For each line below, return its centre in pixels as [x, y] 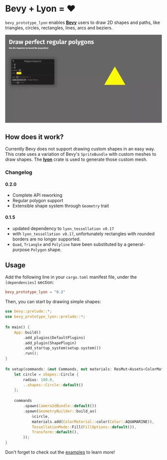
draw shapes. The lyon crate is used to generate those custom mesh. [76, 159]
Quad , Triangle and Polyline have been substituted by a [69, 244]
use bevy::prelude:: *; [29, 312]
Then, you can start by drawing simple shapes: [53, 302]
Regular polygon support [38, 201]
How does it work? [35, 137]
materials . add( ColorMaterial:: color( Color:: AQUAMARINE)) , [93, 422]
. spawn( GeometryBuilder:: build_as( [60, 411]
